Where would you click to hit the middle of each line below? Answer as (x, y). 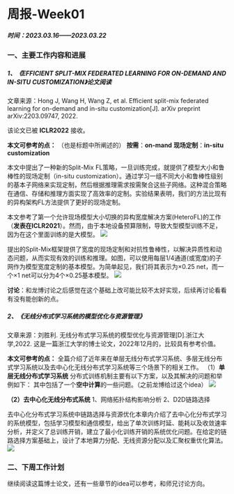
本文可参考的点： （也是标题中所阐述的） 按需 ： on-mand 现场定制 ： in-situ (116, 145)
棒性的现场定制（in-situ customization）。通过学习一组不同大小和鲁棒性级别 (115, 176)
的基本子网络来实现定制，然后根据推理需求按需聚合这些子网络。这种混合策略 (117, 185)
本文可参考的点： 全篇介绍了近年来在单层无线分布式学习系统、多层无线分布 (115, 359)
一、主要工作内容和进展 (46, 55)
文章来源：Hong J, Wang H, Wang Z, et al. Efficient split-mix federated (108, 101)
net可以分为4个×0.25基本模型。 (67, 275)
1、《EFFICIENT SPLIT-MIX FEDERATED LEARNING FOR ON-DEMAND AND (117, 73)
